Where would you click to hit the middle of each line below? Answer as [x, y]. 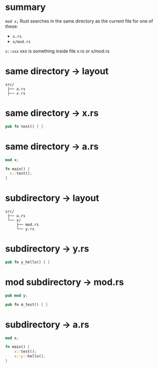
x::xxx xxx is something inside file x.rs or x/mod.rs [57, 51]
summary [25, 7]
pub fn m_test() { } [27, 304]
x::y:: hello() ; [30, 356]
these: [12, 26]
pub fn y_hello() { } [28, 262]
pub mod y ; [16, 295]
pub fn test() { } [24, 126]
